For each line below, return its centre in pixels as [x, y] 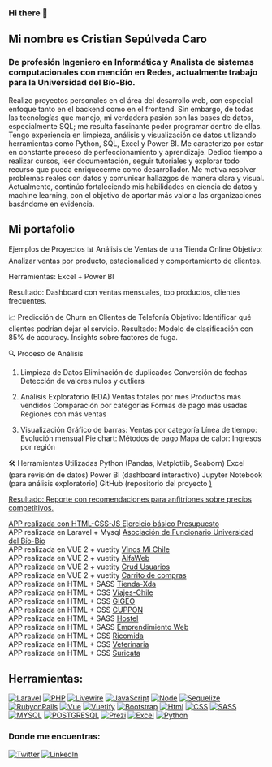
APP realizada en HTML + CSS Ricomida [76, 636]
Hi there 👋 [28, 13]
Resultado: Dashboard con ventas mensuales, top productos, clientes [125, 292]
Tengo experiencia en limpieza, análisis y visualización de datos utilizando [132, 135]
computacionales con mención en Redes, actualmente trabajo [133, 72]
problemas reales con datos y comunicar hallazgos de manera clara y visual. [136, 178]
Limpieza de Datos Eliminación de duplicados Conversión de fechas [134, 373]
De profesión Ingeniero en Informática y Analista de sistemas [131, 62]
